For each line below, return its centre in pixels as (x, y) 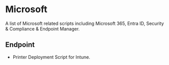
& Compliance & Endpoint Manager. (43, 28)
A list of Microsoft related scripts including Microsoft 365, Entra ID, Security (85, 23)
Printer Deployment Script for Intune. (51, 57)
